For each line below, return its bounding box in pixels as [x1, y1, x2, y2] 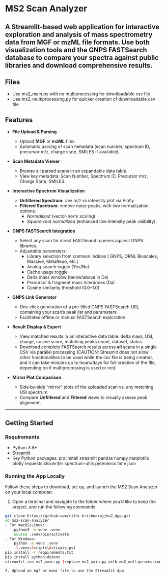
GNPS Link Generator [12, 294, 57, 300]
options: [19, 208, 36, 214]
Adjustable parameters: [19, 248, 67, 254]
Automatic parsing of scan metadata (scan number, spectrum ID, [19, 144, 151, 149]
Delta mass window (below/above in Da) [27, 274, 109, 280]
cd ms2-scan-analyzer [5, 518, 50, 523]
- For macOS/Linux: [5, 522, 45, 528]
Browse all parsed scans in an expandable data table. [19, 168, 128, 174]
